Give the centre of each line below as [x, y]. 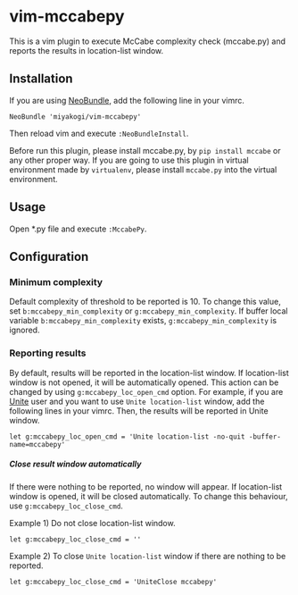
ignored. [25, 330]
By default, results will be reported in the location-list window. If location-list [149, 373]
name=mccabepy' [37, 444]
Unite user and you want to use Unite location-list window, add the [137, 401]
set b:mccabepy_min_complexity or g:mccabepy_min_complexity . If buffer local [149, 311]
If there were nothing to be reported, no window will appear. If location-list [146, 486]
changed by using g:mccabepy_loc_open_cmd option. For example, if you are [146, 391]
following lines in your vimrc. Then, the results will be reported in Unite [139, 411]
